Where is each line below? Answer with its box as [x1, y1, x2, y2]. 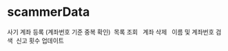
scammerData [7, 4, 90, 20]
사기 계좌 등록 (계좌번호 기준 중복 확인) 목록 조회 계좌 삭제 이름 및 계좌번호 [7, 28, 215, 36]
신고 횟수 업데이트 [16, 36, 64, 45]
